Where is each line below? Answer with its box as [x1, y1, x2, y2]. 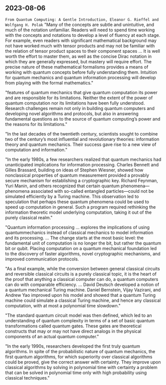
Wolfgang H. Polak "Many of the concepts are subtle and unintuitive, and [5, 21, 154, 27]
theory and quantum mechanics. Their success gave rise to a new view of [5, 141, 157, 147]
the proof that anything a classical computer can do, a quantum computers [5, 276, 159, 282]
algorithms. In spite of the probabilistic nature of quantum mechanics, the [5, 348, 156, 354]
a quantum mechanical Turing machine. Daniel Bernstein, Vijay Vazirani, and [5, 286, 161, 293]
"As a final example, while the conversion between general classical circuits [5, 265, 160, 271]
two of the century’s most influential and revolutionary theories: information [5, 136, 160, 142]
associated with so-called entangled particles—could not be [30, 188, 154, 194]
